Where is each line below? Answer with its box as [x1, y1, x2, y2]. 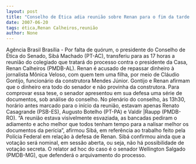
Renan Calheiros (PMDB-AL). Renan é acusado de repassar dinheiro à [6, 65, 174, 72]
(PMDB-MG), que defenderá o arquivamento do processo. [6, 152, 146, 159]
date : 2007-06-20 [6, 19, 49, 25]
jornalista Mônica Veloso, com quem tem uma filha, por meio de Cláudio [6, 71, 180, 78]
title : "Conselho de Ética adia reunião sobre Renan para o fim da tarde [6, 14, 190, 20]
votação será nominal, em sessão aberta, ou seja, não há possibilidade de [6, 139, 184, 146]
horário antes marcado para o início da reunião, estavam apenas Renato [6, 102, 180, 109]
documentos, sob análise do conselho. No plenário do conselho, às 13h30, [6, 96, 186, 103]
